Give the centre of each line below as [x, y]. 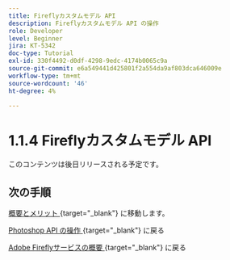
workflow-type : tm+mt [45, 76]
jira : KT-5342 [32, 46]
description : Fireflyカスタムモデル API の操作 [84, 23]
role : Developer [36, 31]
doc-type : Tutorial [41, 53]
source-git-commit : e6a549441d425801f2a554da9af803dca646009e [115, 69]
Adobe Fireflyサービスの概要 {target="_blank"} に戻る [98, 248]
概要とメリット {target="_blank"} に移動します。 [89, 213]
